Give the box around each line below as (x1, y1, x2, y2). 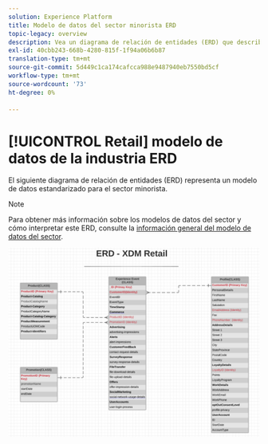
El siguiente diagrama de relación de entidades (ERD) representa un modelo (8, 175, 258, 185)
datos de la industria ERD (8, 149, 178, 167)
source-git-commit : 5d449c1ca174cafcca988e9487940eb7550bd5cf (8, 64, 219, 72)
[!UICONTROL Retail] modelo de (8, 132, 223, 151)
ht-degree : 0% (8, 88, 56, 96)
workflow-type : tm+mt (8, 72, 81, 80)
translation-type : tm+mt (8, 55, 91, 63)
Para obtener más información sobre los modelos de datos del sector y (8, 215, 242, 225)
